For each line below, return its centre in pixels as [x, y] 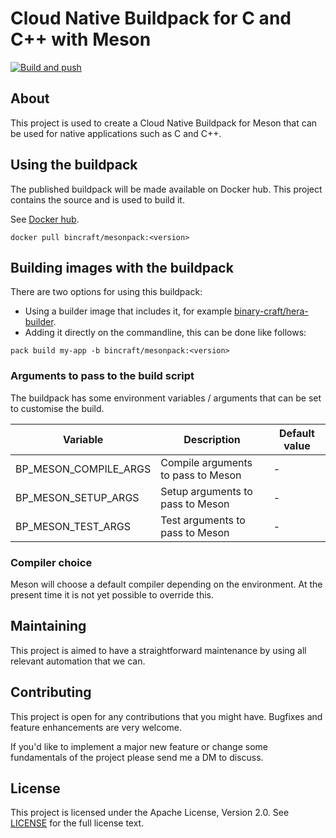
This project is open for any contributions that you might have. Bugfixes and [166, 716]
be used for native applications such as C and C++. [116, 133]
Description [212, 439]
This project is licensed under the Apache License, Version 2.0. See [150, 813]
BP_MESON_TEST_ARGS [73, 526]
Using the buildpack [74, 165]
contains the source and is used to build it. [97, 199]
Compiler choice [51, 562]
